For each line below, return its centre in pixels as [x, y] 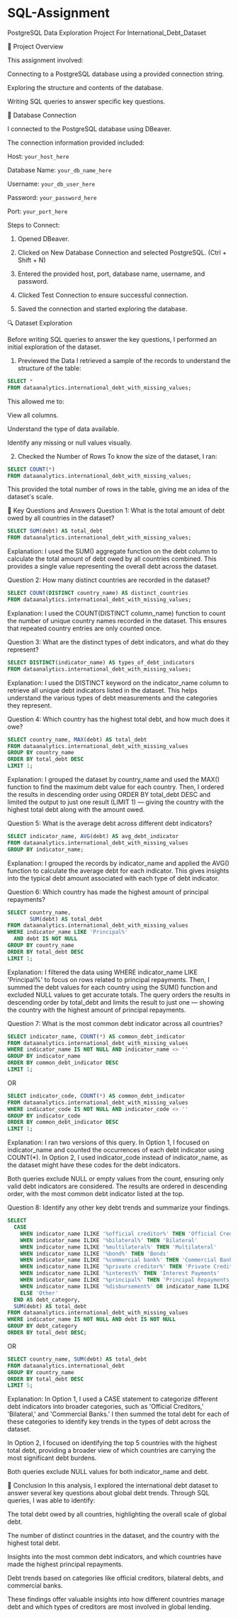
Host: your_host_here [38, 156]
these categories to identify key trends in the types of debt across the [109, 1422]
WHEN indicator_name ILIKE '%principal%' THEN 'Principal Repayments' [126, 1280]
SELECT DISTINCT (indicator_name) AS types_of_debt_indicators [101, 662]
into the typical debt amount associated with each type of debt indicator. [113, 878]
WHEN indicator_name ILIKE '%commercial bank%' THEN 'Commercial [119, 1260]
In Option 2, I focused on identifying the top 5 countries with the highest [112, 1443]
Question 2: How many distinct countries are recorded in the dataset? [109, 580]
